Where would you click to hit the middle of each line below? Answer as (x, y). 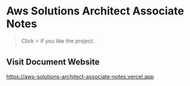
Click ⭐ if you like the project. (58, 41)
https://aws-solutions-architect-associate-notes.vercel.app (80, 76)
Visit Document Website (53, 62)
